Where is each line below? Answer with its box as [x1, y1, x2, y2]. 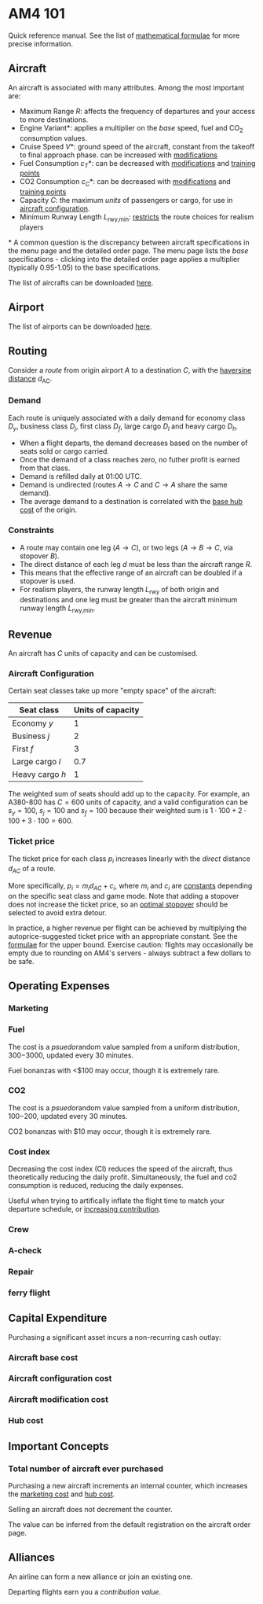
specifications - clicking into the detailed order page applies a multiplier [8, 254, 240, 263]
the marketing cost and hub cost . [8, 1489, 115, 1499]
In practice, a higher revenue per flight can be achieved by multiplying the [8, 923, 247, 933]
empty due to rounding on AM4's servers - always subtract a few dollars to [8, 948, 251, 958]
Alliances [8, 1551, 55, 1565]
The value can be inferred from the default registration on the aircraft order [8, 1520, 251, 1529]
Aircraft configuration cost [8, 1373, 112, 1384]
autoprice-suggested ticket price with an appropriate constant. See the [8, 931, 238, 940]
